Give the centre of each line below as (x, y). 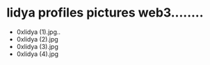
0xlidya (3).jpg (37, 46)
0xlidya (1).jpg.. (38, 32)
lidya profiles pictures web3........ (105, 13)
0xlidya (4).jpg (38, 54)
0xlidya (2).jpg (37, 39)
